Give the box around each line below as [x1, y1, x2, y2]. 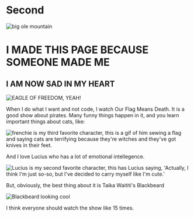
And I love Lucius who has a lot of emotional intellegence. [6, 153, 145, 160]
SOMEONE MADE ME [6, 56, 110, 69]
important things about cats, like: [6, 118, 85, 125]
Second [6, 3, 44, 17]
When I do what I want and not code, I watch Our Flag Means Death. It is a [6, 106, 185, 113]
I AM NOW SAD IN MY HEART [6, 79, 115, 89]
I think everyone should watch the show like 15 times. [6, 204, 134, 211]
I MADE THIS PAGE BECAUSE [6, 43, 149, 57]
